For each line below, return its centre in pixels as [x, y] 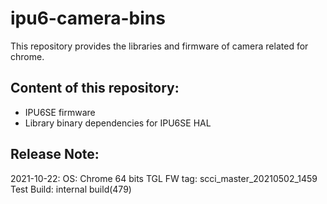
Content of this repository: [95, 88]
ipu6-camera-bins [88, 18]
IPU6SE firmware [60, 112]
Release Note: [55, 154]
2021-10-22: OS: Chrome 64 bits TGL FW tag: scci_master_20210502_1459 [164, 178]
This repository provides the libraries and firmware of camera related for [159, 46]
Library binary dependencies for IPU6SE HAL [118, 123]
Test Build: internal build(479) [71, 189]
